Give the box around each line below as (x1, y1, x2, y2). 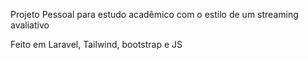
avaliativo (10, 19, 50, 31)
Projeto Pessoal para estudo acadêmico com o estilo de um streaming (10, 9, 299, 20)
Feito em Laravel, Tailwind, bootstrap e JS (10, 39, 183, 50)
